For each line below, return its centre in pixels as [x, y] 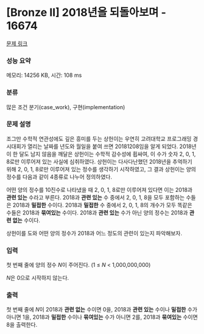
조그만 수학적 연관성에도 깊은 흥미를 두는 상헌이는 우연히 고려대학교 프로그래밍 [99, 138]
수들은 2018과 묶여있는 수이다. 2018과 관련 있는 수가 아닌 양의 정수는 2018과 [97, 212]
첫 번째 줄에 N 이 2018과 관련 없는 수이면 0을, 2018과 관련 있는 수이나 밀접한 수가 [102, 310]
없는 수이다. [26, 220]
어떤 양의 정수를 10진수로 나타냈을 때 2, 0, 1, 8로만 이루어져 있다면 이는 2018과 [100, 190]
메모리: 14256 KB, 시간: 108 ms [44, 75]
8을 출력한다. [22, 325]
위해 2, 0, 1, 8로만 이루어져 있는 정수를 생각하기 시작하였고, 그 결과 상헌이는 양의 [101, 169]
